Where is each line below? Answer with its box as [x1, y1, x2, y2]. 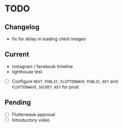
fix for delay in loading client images [11, 36, 86, 42]
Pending [4, 98, 31, 107]
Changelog [4, 23, 40, 31]
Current [4, 50, 29, 59]
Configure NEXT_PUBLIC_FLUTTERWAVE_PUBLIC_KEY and [11, 78, 119, 84]
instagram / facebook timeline [11, 63, 73, 69]
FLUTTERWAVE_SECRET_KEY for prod [11, 84, 79, 90]
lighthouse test [11, 68, 43, 74]
